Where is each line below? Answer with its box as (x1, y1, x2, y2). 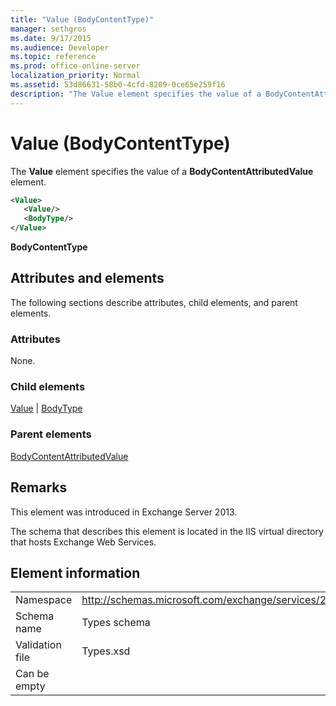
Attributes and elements (10, 270, 165, 287)
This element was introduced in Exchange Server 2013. (10, 506, 238, 518)
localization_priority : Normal (10, 71, 141, 81)
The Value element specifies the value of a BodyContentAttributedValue (10, 165, 314, 177)
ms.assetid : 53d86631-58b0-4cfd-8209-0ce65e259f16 (10, 80, 226, 90)
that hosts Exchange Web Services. (10, 536, 157, 548)
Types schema (81, 616, 151, 630)
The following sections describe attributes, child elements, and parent (10, 296, 298, 308)
